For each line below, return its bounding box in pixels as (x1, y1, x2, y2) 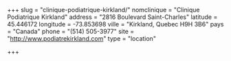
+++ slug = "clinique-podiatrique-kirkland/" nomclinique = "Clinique (7, 6, 200, 14)
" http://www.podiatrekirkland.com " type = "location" (7, 35, 157, 43)
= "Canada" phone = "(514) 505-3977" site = (7, 27, 135, 35)
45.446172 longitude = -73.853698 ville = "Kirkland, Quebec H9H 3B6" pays (7, 20, 225, 28)
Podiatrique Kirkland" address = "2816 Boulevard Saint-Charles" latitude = (7, 13, 218, 21)
